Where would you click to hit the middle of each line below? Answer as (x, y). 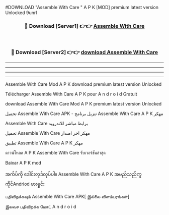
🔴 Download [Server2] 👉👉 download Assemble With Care (84, 52)
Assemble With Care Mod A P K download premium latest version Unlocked (83, 84)
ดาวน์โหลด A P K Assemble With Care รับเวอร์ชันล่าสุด (56, 152)
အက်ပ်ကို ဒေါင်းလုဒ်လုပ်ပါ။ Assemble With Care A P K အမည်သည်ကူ (73, 174)
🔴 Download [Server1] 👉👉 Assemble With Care (84, 26)
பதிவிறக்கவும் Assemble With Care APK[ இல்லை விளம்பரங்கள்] (67, 196)
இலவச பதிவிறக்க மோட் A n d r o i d (41, 206)
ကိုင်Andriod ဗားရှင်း (25, 184)
